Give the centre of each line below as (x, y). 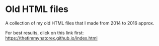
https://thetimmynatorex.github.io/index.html (52, 38)
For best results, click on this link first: (45, 32)
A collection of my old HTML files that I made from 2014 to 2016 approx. (80, 23)
